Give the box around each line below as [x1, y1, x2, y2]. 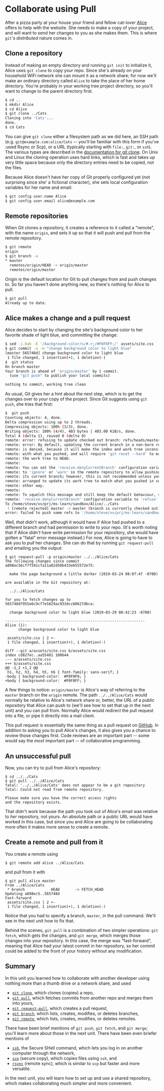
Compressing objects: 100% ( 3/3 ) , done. [5, 424, 89, 429]
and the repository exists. [5, 800, 62, 805]
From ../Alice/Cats [5, 883, 45, 888]
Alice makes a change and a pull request [5, 314, 130, 322]
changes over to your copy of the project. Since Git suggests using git [5, 396, 147, 402]
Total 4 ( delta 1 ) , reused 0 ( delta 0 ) [5, 433, 86, 438]
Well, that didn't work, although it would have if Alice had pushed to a [5, 519, 145, 525]
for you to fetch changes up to [5, 597, 71, 602]
